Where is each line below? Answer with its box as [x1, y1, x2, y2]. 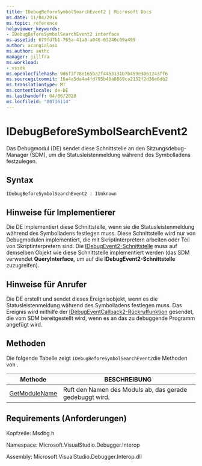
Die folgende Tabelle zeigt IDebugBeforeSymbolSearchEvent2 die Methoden [6, 354, 188, 362]
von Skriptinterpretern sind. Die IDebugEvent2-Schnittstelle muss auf [6, 243, 177, 250]
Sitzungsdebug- [146, 144, 186, 152]
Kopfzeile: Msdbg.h [6, 429, 55, 436]
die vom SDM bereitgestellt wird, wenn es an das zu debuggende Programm [6, 314, 195, 322]
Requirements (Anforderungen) [6, 413, 127, 424]
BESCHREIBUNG [104, 375, 152, 383]
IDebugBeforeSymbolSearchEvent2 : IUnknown [6, 191, 117, 197]
